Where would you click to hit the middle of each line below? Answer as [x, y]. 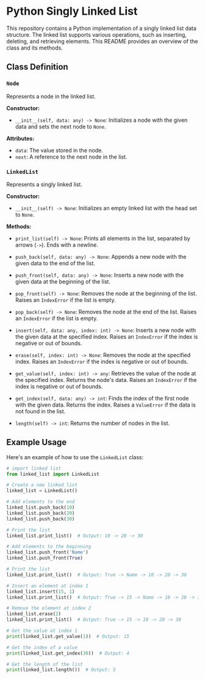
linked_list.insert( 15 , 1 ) [41, 591]
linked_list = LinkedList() [42, 491]
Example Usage [37, 442]
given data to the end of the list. [55, 263]
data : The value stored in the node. [59, 150]
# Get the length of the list [45, 664]
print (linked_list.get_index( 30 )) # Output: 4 [68, 653]
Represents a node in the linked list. [51, 96]
